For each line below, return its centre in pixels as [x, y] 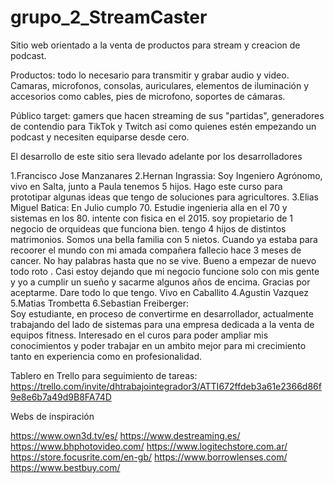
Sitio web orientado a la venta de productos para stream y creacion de [155, 45]
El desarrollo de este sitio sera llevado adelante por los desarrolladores [156, 156]
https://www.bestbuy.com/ [65, 467]
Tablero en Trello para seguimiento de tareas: [104, 375]
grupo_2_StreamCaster [109, 17]
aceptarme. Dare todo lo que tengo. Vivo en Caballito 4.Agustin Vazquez [159, 292]
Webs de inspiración [52, 416]
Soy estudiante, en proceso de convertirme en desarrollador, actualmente [162, 313]
